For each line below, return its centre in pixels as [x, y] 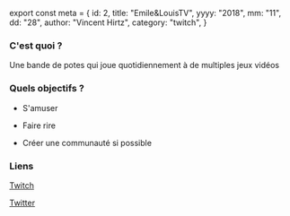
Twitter [22, 203]
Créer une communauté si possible [87, 143]
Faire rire [39, 125]
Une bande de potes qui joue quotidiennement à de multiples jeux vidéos [145, 65]
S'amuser [40, 108]
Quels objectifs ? [47, 89]
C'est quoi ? [36, 46]
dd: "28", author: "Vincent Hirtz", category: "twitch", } [108, 22]
